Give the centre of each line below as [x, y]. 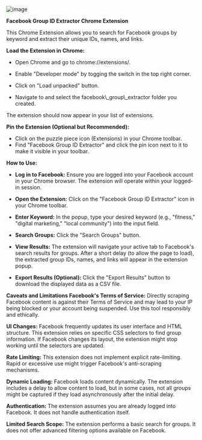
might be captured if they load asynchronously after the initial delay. [90, 394]
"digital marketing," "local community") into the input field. [87, 223]
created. [25, 103]
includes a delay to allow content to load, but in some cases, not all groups [99, 388]
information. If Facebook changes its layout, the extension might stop [92, 339]
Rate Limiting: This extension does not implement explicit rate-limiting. [94, 357]
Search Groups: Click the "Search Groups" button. [78, 235]
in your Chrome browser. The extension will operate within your [93, 181]
